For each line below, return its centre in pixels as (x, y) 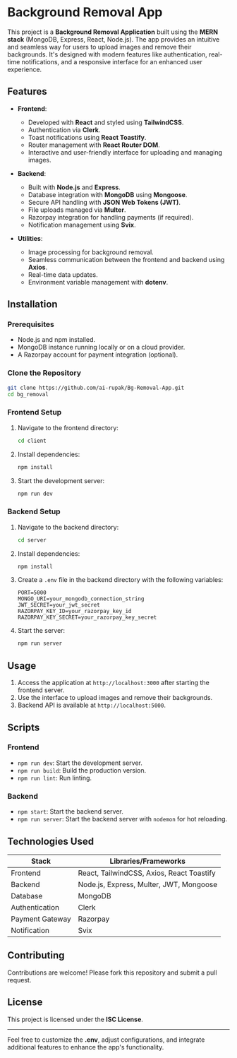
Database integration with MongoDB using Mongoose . (108, 194)
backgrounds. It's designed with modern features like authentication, (107, 54)
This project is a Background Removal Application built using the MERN (113, 32)
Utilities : (30, 238)
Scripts (24, 727)
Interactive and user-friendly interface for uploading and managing (125, 152)
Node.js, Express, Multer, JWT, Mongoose (148, 884)
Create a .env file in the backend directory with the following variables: (120, 580)
